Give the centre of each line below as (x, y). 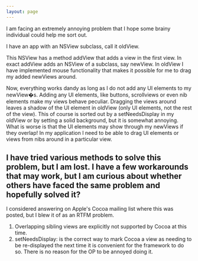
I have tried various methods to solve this (84, 158)
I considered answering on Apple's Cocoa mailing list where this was (90, 209)
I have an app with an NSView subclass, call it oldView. (73, 46)
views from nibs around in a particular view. (59, 139)
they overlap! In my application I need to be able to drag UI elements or (92, 133)
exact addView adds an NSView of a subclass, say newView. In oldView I (95, 64)
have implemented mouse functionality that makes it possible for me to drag (99, 70)
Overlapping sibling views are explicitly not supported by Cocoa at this (101, 227)
